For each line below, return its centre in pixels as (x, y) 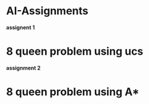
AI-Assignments (47, 11)
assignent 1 (20, 27)
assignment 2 (23, 68)
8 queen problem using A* (73, 92)
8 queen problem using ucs (75, 51)
